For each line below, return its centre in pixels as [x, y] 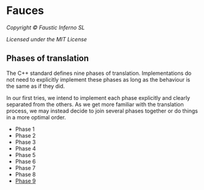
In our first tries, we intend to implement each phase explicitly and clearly [98, 97]
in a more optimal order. [36, 117]
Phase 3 [26, 142]
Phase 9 [26, 181]
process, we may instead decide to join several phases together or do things [102, 111]
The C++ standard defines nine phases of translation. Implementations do [99, 73]
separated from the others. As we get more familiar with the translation [95, 104]
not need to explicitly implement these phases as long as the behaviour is [98, 79]
